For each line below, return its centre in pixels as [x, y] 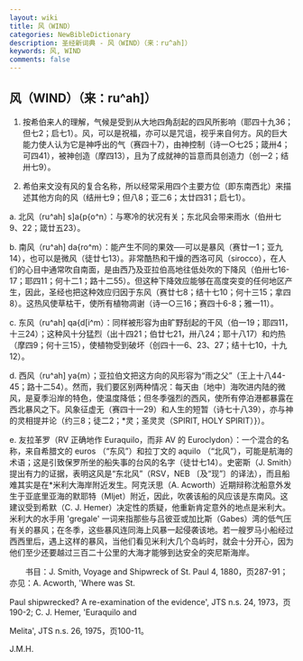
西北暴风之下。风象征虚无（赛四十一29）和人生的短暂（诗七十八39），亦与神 [151, 409]
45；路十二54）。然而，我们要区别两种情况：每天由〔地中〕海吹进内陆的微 [147, 386]
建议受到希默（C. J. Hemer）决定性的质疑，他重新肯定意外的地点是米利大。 [150, 507]
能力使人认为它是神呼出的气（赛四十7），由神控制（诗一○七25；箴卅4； [156, 144]
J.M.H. [22, 648]
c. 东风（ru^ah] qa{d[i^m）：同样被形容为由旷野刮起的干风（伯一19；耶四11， [151, 322]
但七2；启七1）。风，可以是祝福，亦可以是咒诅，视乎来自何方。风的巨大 [155, 133]
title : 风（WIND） [42, 26]
